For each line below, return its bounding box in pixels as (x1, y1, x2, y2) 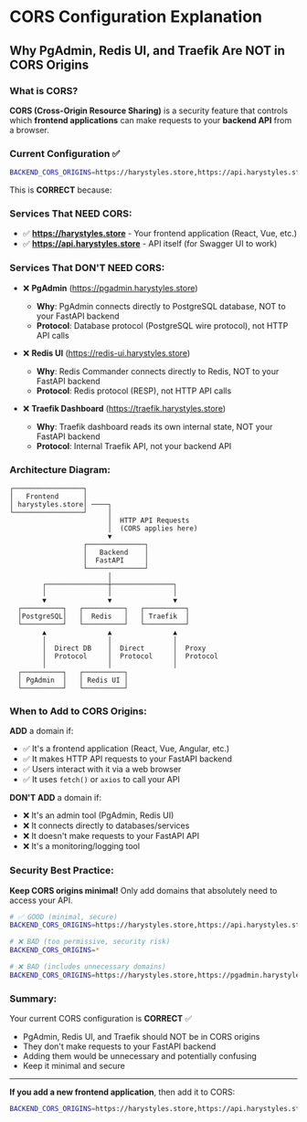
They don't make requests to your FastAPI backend (22, 1041, 217, 1052)
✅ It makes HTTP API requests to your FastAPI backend (22, 753, 233, 764)
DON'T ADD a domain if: (9, 792, 102, 803)
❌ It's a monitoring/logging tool (22, 841, 140, 852)
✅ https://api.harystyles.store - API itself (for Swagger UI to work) (22, 238, 278, 249)
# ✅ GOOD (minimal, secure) (9, 912, 119, 921)
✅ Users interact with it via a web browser (22, 764, 182, 775)
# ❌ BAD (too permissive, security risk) (9, 938, 171, 947)
